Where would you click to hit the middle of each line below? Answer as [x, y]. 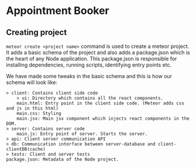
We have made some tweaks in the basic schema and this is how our [89, 76]
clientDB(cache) [26, 149]
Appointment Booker [58, 11]
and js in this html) [32, 108]
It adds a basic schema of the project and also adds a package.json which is [98, 52]
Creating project [37, 32]
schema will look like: [32, 82]
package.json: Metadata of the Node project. [62, 159]
